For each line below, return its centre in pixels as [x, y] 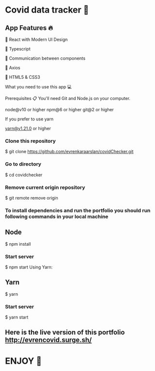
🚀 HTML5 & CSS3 [23, 77]
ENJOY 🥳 [24, 361]
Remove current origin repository [45, 187]
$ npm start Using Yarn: [29, 267]
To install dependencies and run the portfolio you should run [78, 210]
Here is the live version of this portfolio [65, 332]
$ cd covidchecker [24, 175]
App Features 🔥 [29, 28]
